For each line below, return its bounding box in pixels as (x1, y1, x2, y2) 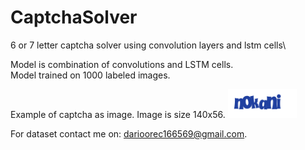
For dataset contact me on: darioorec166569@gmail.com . (10, 127, 248, 140)
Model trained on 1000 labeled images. (10, 69, 171, 81)
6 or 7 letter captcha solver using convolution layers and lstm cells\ (10, 39, 287, 51)
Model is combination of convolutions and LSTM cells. (10, 58, 234, 70)
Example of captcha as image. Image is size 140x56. (10, 108, 226, 120)
